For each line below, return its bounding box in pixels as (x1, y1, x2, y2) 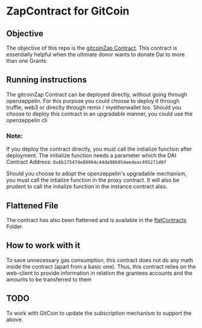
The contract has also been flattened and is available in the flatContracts (6, 216, 187, 223)
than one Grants (6, 57, 46, 64)
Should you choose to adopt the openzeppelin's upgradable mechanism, (6, 170, 187, 177)
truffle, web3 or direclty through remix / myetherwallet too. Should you (6, 103, 182, 111)
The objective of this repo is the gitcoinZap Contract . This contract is (6, 44, 177, 51)
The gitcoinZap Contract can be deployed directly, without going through (6, 91, 188, 98)
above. (6, 316, 24, 323)
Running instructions (6, 74, 87, 85)
